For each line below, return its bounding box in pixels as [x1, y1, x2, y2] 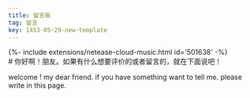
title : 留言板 [8, 11, 51, 20]
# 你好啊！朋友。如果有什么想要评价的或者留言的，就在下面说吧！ [8, 56, 222, 67]
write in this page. [8, 81, 67, 90]
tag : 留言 [8, 19, 38, 27]
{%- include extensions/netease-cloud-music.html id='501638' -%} [8, 48, 229, 57]
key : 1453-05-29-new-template [8, 26, 108, 34]
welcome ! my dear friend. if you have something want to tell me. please [8, 72, 243, 82]
